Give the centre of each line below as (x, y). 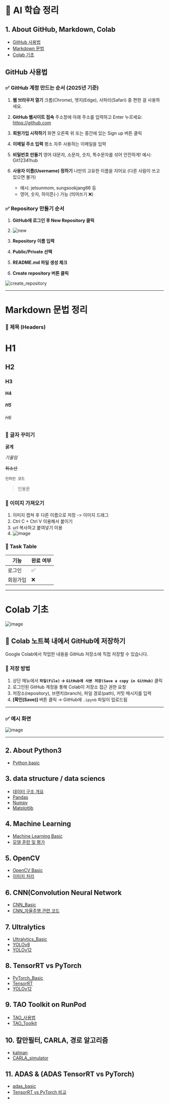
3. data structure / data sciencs (55, 779)
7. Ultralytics (25, 927)
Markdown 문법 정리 (47, 310)
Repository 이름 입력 (33, 241)
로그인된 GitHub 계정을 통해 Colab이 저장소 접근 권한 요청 (69, 687)
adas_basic (24, 1086)
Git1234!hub (25, 160)
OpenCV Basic (28, 870)
